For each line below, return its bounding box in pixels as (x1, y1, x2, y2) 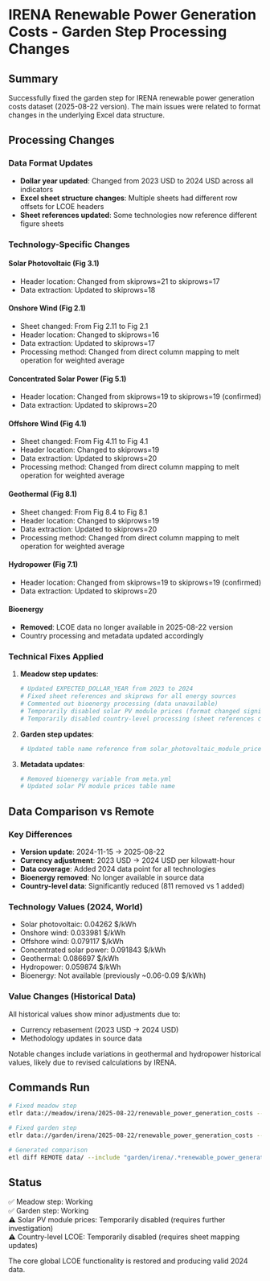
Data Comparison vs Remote (8, 804, 154, 818)
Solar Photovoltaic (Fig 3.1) (8, 259, 100, 269)
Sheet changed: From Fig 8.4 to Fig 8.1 (19, 507, 148, 516)
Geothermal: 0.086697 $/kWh (19, 954, 119, 963)
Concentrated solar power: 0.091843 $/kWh (19, 945, 166, 955)
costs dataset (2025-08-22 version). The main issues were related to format (8, 102, 261, 111)
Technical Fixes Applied (8, 651, 104, 662)
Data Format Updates (8, 158, 93, 169)
